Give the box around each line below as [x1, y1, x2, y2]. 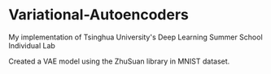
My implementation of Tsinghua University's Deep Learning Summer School [8, 32, 263, 42]
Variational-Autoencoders [8, 6, 189, 24]
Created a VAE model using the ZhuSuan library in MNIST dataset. [8, 56, 230, 66]
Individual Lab [8, 40, 55, 50]
